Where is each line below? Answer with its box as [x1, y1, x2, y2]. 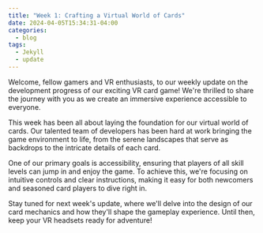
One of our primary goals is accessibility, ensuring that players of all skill [8, 158, 244, 167]
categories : [8, 26, 47, 34]
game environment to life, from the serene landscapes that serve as [8, 134, 229, 144]
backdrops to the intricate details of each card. [8, 143, 161, 152]
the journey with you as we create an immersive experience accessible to [8, 94, 247, 103]
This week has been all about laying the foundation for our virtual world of [8, 118, 249, 127]
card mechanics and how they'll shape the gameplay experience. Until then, [8, 207, 255, 216]
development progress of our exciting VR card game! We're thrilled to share [8, 85, 254, 95]
